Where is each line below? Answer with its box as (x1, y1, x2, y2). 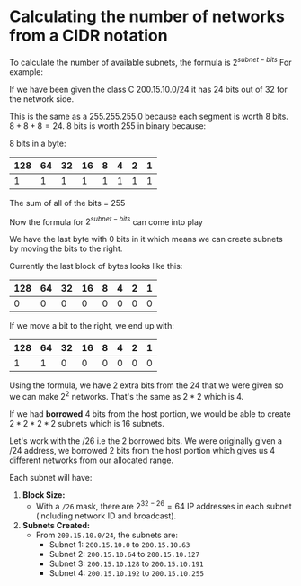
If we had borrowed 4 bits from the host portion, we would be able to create (9, 408, 292, 419)
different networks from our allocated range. (9, 455, 173, 465)
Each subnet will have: (9, 472, 93, 482)
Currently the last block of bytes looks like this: (9, 261, 183, 272)
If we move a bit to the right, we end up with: (9, 320, 175, 331)
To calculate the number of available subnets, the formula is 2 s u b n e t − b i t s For (9, 55, 292, 68)
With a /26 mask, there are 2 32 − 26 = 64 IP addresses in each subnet (35, 499, 292, 511)
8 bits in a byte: (9, 138, 66, 149)
